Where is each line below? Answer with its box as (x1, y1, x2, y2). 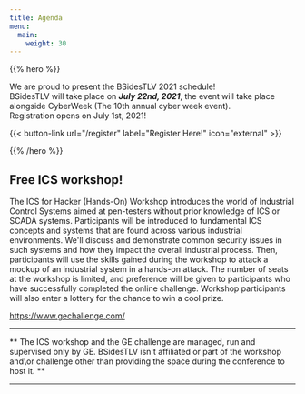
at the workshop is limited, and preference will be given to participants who (9, 274, 291, 285)
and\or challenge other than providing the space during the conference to (9, 356, 286, 367)
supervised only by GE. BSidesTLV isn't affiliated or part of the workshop (9, 347, 281, 358)
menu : (9, 22, 30, 31)
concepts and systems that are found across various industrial (9, 225, 243, 237)
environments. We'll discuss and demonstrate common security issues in (9, 235, 283, 246)
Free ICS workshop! (9, 172, 123, 187)
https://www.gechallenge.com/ (9, 310, 125, 321)
